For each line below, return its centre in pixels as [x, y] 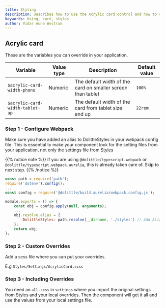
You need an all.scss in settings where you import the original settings [78, 290]
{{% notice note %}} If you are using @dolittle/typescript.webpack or [76, 160]
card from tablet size [98, 108]
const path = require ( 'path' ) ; [37, 179]
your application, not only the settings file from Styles [59, 150]
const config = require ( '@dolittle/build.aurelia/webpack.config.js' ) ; [80, 193]
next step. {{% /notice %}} [32, 170]
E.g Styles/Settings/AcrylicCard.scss [44, 266]
